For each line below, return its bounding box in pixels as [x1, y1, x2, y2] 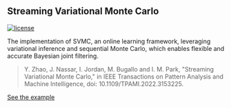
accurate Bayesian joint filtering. [7, 52, 99, 60]
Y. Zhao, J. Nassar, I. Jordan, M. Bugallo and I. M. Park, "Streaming [23, 65, 214, 73]
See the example [7, 93, 55, 101]
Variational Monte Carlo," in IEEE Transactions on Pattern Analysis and [23, 72, 224, 80]
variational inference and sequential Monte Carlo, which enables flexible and [7, 44, 225, 52]
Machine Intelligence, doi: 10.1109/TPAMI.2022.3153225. [23, 79, 184, 88]
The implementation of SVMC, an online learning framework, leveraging [7, 37, 211, 45]
